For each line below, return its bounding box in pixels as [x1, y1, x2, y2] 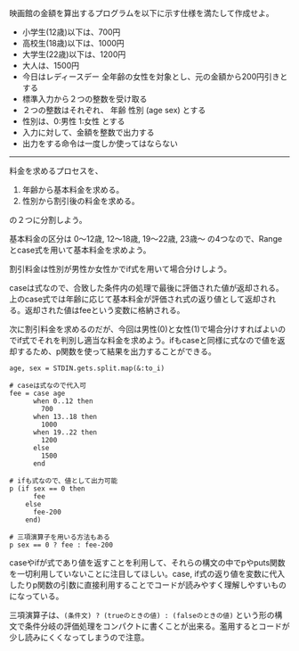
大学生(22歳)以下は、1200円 [21, 49, 126, 60]
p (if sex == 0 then [9, 484, 86, 493]
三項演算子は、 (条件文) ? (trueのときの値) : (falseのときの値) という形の [9, 610, 275, 620]
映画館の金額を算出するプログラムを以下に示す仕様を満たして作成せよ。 [9, 8, 274, 18]
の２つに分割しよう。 [9, 215, 87, 225]
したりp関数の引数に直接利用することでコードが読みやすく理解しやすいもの [9, 580, 287, 590]
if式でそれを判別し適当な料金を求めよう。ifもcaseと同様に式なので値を [16, 335, 278, 345]
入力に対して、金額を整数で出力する [21, 128, 155, 137]
